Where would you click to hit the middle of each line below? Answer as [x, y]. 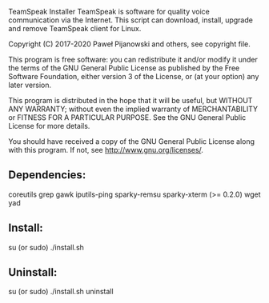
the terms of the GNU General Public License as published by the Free [124, 68]
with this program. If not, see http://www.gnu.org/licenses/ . [106, 150]
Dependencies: [47, 175]
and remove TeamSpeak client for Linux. [75, 28]
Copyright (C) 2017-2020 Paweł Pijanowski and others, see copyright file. [129, 44]
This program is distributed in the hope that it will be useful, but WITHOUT [130, 100]
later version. [30, 85]
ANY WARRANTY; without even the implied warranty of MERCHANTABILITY [133, 109]
